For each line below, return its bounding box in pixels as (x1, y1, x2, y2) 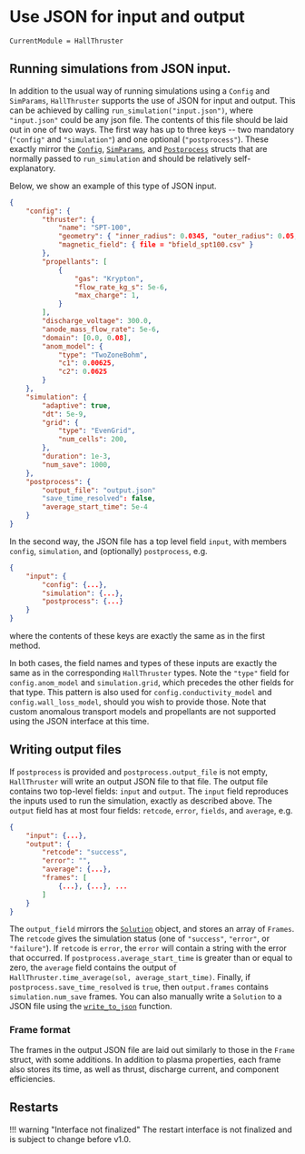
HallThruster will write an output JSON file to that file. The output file (9, 775, 269, 786)
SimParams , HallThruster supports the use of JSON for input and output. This (9, 95, 296, 106)
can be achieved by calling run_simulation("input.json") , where (9, 105, 254, 116)
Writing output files (9, 742, 122, 757)
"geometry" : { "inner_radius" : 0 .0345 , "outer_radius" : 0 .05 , (57, 232, 299, 241)
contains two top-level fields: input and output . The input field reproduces (9, 785, 289, 796)
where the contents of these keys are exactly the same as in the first (9, 631, 266, 641)
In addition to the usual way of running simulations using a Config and (9, 85, 271, 96)
